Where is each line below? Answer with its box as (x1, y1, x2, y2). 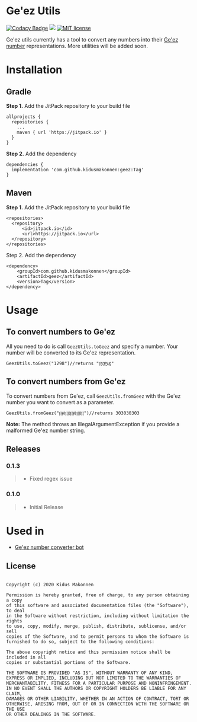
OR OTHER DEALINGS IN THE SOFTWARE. (6, 711, 96, 718)
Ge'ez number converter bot (14, 544, 84, 551)
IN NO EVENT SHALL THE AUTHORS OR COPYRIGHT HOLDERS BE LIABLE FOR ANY (6, 686, 186, 692)
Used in (6, 524, 44, 538)
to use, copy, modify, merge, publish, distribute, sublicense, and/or (6, 624, 186, 630)
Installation (6, 63, 63, 76)
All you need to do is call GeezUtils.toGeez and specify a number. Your (6, 343, 179, 350)
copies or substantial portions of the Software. (6, 660, 131, 666)
